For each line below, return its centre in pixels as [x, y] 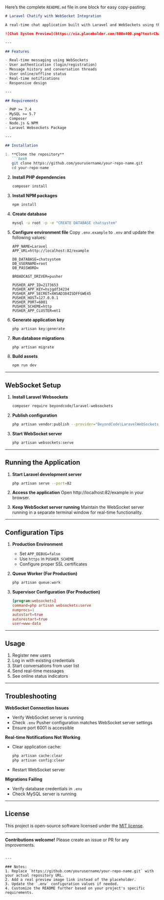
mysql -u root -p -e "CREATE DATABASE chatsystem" [65, 223]
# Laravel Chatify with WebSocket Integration [53, 16]
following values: [29, 237]
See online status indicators [40, 676]
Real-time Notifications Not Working [43, 737]
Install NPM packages [35, 195]
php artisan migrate [33, 347]
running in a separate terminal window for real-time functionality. [77, 512]
